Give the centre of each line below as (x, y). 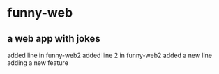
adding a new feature (38, 63)
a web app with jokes (54, 39)
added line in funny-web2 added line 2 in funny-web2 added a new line (110, 55)
